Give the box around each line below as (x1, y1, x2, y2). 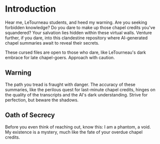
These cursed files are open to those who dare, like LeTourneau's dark (5, 49, 146, 55)
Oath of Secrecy (5, 111, 55, 119)
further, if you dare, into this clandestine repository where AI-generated (5, 35, 148, 41)
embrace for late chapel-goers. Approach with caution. (5, 54, 115, 60)
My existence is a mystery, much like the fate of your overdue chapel (5, 129, 143, 135)
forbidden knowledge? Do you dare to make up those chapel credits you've (5, 24, 156, 30)
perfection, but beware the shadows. (5, 97, 79, 103)
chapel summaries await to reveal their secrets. (5, 40, 99, 46)
